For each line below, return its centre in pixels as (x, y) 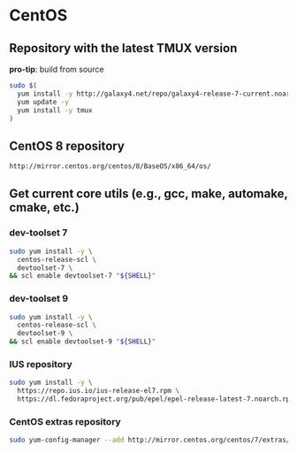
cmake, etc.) (44, 207)
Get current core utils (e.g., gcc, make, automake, (148, 194)
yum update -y (43, 102)
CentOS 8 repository (67, 146)
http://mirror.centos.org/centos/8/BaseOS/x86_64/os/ (110, 166)
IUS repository (41, 364)
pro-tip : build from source (57, 69)
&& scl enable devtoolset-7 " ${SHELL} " (83, 276)
